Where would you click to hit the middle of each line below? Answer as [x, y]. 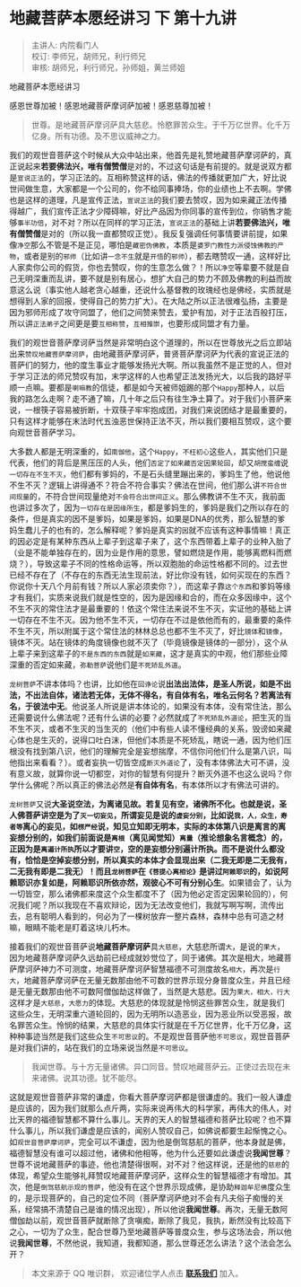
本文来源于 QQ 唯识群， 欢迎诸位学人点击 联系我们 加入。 [137, 1273]
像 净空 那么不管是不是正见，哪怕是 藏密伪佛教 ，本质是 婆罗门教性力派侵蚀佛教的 [143, 244]
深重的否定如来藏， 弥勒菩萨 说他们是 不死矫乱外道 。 [98, 665]
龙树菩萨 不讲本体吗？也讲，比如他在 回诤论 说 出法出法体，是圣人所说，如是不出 [150, 683]
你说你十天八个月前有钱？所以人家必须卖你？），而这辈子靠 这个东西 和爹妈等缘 [150, 586]
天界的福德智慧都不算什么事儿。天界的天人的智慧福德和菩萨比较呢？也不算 [154, 1119]
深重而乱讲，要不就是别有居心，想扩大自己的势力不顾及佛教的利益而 [158, 278]
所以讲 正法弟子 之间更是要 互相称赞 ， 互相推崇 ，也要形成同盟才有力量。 [132, 323]
